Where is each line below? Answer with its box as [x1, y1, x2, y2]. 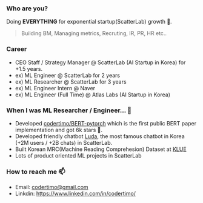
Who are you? [6, 4, 48, 13]
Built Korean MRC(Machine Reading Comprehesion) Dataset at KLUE [15, 145, 187, 153]
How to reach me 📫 [6, 167, 65, 176]
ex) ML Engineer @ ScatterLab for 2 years [15, 72, 120, 79]
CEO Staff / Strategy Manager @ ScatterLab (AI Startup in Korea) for [15, 59, 186, 66]
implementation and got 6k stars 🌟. [15, 126, 103, 133]
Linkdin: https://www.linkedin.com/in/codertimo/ [15, 190, 136, 198]
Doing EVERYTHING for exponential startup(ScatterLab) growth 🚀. [6, 18, 172, 25]
